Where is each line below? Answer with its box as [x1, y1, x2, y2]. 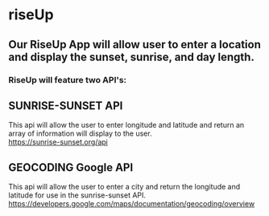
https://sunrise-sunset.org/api [8, 137, 109, 147]
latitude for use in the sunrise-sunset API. [8, 190, 147, 200]
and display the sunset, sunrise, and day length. [8, 50, 255, 63]
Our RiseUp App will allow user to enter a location [8, 38, 262, 51]
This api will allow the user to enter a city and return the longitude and [8, 182, 241, 192]
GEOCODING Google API [8, 161, 134, 174]
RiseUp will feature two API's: [8, 74, 127, 85]
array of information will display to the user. [8, 128, 152, 138]
